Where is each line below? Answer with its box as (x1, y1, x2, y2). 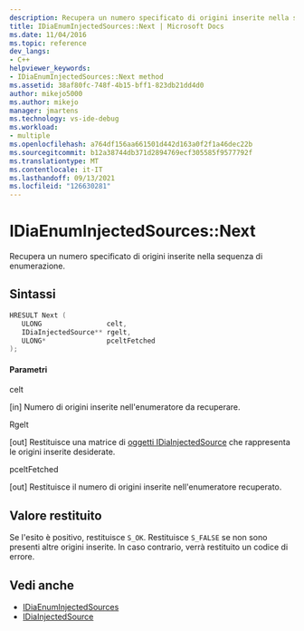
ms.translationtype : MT (9, 156, 100, 166)
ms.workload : (9, 123, 59, 132)
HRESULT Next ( (9, 310, 67, 320)
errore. (9, 551, 35, 562)
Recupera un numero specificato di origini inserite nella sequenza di (9, 251, 263, 262)
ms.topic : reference (9, 38, 88, 48)
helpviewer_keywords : (9, 64, 91, 73)
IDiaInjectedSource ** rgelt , (21, 327, 131, 336)
